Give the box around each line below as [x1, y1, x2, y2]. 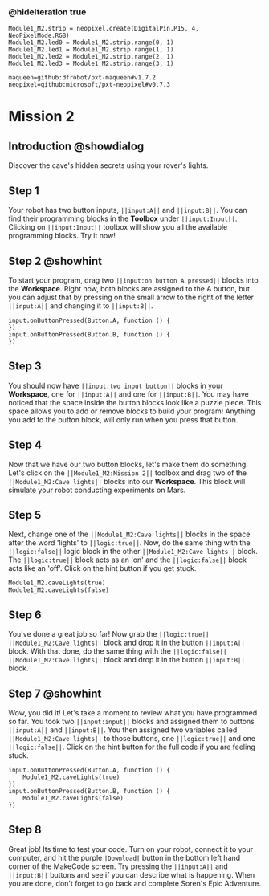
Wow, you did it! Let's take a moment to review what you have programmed [8, 707, 258, 717]
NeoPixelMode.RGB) [8, 31, 70, 40]
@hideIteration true [8, 6, 87, 18]
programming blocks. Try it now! [8, 231, 116, 241]
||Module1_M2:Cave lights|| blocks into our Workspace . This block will [8, 476, 246, 486]
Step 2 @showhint [8, 254, 103, 267]
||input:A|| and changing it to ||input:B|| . [8, 300, 153, 311]
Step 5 [8, 508, 42, 522]
